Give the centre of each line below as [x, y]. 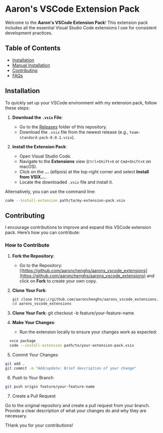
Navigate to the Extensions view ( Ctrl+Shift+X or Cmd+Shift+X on [85, 161]
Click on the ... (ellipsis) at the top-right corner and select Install [84, 171]
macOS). [28, 166]
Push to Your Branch [33, 377]
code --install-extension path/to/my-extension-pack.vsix [65, 200]
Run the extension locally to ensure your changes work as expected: [88, 332]
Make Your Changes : [34, 323]
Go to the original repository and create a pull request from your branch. [78, 405]
